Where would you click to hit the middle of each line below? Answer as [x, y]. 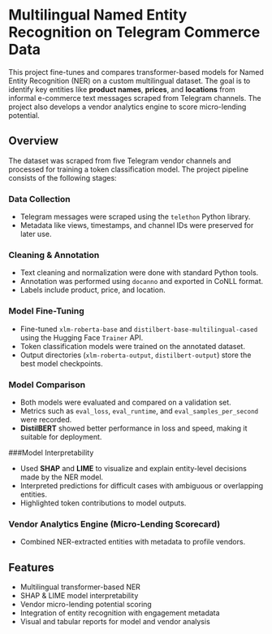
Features [31, 567]
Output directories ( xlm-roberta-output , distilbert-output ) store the [136, 355]
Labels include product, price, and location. [93, 290]
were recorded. [46, 419]
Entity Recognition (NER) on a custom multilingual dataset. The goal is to [130, 81]
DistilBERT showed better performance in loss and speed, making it [134, 428]
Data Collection [39, 199]
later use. [36, 234]
